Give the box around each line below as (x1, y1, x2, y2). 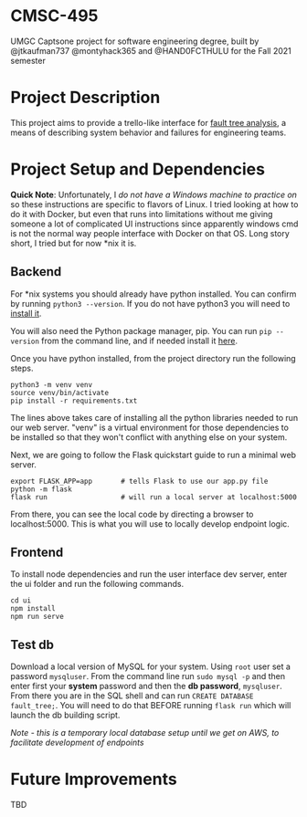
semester (10, 55, 47, 66)
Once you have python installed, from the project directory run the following (10, 352, 296, 363)
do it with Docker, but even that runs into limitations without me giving (10, 208, 273, 219)
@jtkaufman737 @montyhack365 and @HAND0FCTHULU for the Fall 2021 (10, 45, 291, 56)
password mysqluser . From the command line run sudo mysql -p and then (10, 671, 286, 682)
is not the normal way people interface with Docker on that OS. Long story (10, 227, 291, 238)
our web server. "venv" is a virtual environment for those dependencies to (10, 422, 289, 433)
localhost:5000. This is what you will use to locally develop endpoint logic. (10, 518, 291, 529)
